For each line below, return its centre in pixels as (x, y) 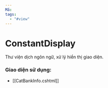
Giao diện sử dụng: (28, 70)
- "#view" (20, 19)
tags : (11, 14)
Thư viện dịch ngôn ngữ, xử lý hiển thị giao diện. (54, 57)
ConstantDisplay (40, 43)
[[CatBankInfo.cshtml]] (35, 81)
